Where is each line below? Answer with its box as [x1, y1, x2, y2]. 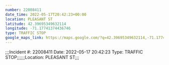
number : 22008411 [5, 7, 42, 12]
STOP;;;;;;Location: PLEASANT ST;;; [5, 54, 79, 60]
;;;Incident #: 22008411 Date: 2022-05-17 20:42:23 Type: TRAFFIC [5, 48, 143, 55]
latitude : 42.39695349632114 [5, 21, 66, 26]
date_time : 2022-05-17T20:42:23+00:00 [5, 12, 87, 17]
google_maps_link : [5, 35, 44, 40]
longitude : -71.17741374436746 [5, 26, 71, 31]
